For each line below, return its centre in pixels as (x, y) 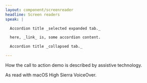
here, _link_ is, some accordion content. (55, 37)
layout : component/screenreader (39, 10)
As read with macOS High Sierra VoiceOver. (51, 75)
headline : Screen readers (32, 15)
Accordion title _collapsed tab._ (46, 47)
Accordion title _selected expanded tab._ (55, 28)
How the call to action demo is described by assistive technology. (74, 65)
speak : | (14, 19)
